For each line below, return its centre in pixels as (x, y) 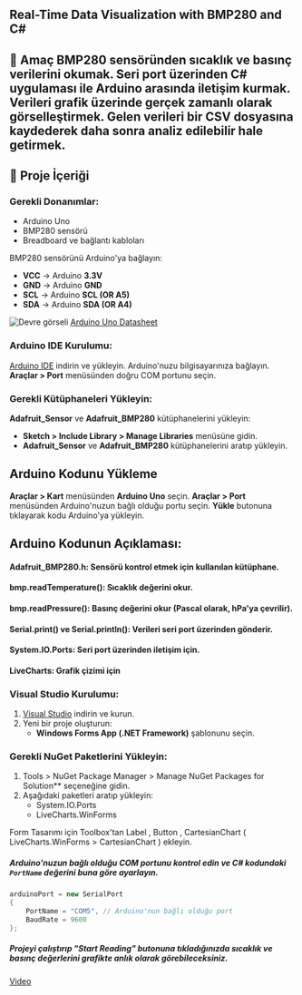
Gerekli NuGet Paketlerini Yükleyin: (88, 756)
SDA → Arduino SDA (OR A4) (77, 305)
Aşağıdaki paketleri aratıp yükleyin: (88, 795)
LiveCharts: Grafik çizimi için (65, 670)
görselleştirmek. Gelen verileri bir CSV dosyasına (151, 117)
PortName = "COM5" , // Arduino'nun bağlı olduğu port (129, 912)
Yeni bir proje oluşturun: (67, 724)
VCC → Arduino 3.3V (62, 276)
